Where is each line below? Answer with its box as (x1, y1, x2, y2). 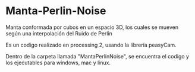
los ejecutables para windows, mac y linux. (5, 59, 111, 66)
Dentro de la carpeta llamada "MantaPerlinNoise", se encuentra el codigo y (5, 53, 190, 60)
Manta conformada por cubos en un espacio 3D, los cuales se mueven (5, 24, 179, 31)
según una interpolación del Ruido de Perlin (5, 30, 112, 37)
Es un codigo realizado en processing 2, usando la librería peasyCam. (5, 41, 177, 48)
